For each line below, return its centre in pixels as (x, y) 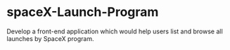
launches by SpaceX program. (50, 38)
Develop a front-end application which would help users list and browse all (115, 31)
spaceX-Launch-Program (83, 12)
